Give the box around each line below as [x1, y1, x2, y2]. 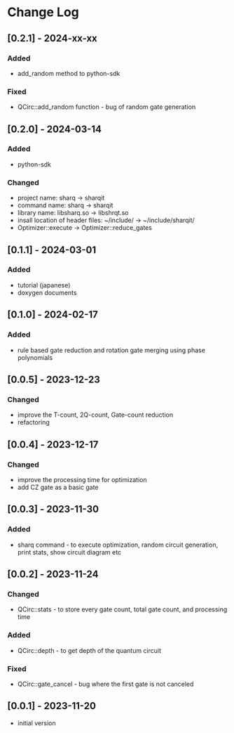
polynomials [17, 353, 53, 362]
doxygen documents [17, 288, 77, 297]
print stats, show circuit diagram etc [17, 547, 121, 556]
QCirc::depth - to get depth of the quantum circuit [17, 646, 162, 654]
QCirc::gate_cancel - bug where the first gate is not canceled [17, 680, 194, 688]
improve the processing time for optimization [17, 475, 147, 484]
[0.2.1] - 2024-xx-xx [7, 32, 98, 44]
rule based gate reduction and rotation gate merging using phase [17, 346, 205, 354]
